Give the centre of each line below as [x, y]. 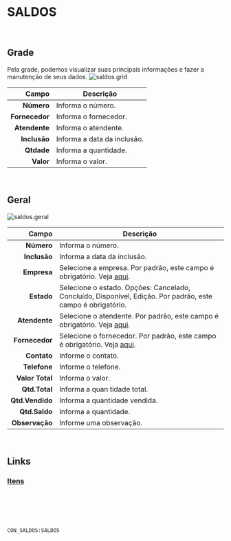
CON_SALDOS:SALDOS [33, 531]
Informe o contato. [89, 356]
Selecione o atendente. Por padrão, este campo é [139, 316]
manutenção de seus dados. [47, 76]
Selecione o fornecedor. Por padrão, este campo [138, 336]
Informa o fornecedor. [91, 116]
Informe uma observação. [101, 422]
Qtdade [37, 150]
